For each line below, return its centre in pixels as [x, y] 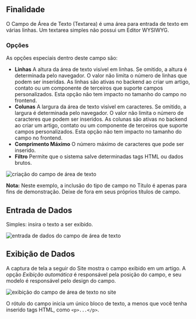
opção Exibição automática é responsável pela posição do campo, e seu [94, 274]
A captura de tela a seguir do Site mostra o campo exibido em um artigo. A [96, 268]
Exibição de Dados [41, 254]
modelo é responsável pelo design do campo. [61, 280]
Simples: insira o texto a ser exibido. [50, 224]
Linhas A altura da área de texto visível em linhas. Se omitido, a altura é [101, 69]
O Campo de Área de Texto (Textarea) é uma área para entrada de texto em [97, 23]
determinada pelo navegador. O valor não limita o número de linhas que [101, 76]
